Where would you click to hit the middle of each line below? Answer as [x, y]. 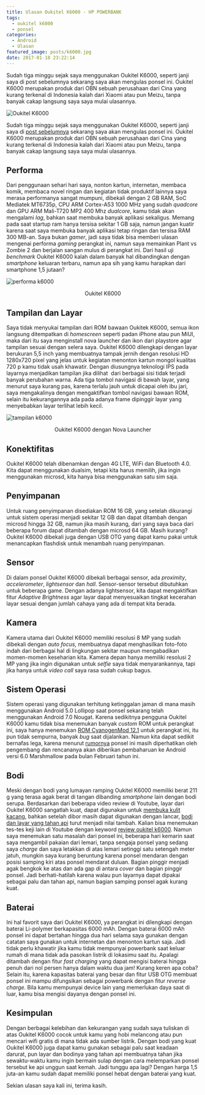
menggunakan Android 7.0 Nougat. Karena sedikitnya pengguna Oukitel [96, 717]
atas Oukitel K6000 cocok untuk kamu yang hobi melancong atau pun [94, 1034]
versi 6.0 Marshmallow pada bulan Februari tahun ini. [73, 756]
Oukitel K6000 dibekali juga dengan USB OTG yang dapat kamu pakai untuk [102, 537]
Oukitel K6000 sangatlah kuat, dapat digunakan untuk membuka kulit [93, 810]
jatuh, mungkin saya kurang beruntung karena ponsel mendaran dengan [97, 856]
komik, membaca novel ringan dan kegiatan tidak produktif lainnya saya [97, 191]
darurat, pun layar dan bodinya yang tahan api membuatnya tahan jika [94, 1054]
